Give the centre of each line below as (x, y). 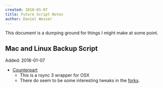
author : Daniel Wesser (29, 19)
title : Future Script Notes (34, 14)
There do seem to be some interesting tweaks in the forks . (80, 81)
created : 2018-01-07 (27, 10)
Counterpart (25, 70)
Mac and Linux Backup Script (52, 48)
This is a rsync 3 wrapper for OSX (55, 75)
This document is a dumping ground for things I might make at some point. (82, 33)
